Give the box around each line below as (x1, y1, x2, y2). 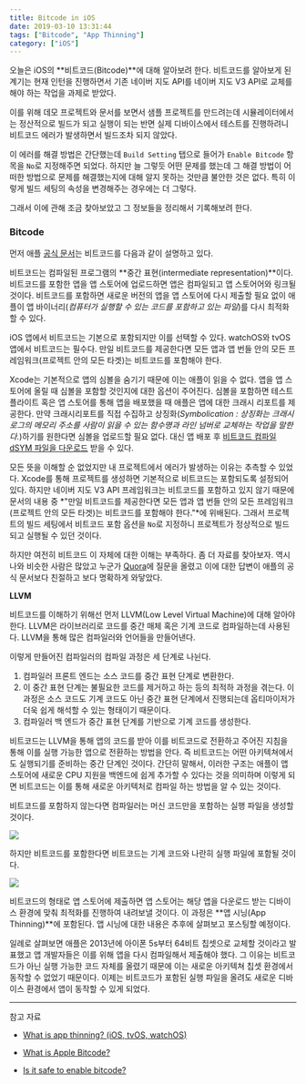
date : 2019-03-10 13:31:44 (9, 22, 112, 31)
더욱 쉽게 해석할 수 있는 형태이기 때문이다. (22, 704, 171, 715)
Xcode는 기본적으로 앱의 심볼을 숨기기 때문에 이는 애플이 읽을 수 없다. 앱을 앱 (9, 374, 283, 385)
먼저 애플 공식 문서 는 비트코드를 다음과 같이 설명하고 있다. (9, 248, 214, 258)
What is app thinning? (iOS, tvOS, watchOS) (22, 1029, 188, 1040)
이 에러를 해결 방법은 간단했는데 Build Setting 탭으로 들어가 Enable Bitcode (9, 149, 285, 160)
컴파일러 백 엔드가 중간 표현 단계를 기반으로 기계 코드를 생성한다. (22, 715, 251, 726)
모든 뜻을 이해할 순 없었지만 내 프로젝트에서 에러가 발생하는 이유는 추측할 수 (9, 461, 277, 472)
